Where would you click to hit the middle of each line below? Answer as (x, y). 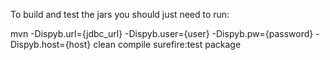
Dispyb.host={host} (51, 44)
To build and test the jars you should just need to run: (120, 14)
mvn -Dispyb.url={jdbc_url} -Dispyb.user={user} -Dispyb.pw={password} (162, 33)
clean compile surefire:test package (167, 44)
